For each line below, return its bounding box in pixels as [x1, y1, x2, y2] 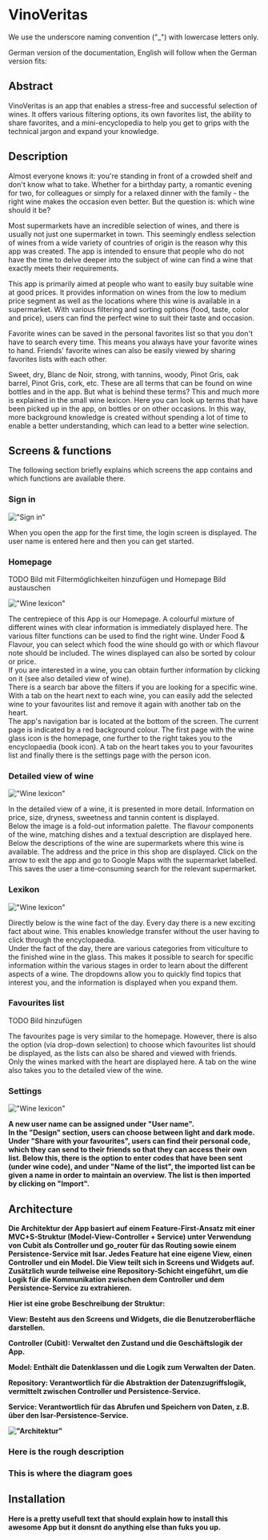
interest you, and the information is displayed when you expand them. [8, 977, 238, 987]
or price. [8, 656, 37, 666]
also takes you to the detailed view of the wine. [8, 1065, 164, 1075]
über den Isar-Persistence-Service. [8, 1410, 130, 1420]
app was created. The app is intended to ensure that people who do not [8, 246, 245, 256]
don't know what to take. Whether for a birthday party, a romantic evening [8, 179, 253, 189]
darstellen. [8, 1323, 46, 1332]
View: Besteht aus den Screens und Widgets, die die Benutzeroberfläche [8, 1314, 256, 1323]
